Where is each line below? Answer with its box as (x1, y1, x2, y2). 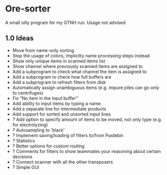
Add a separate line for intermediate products (12, 105, 106, 111)
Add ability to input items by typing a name (12, 100, 101, 106)
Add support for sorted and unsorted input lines (12, 111, 111, 117)
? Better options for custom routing (12, 143, 85, 149)
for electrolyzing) (12, 121, 48, 127)
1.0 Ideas (5, 34, 34, 42)
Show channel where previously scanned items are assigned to (12, 63, 143, 69)
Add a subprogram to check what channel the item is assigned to (12, 68, 146, 74)
